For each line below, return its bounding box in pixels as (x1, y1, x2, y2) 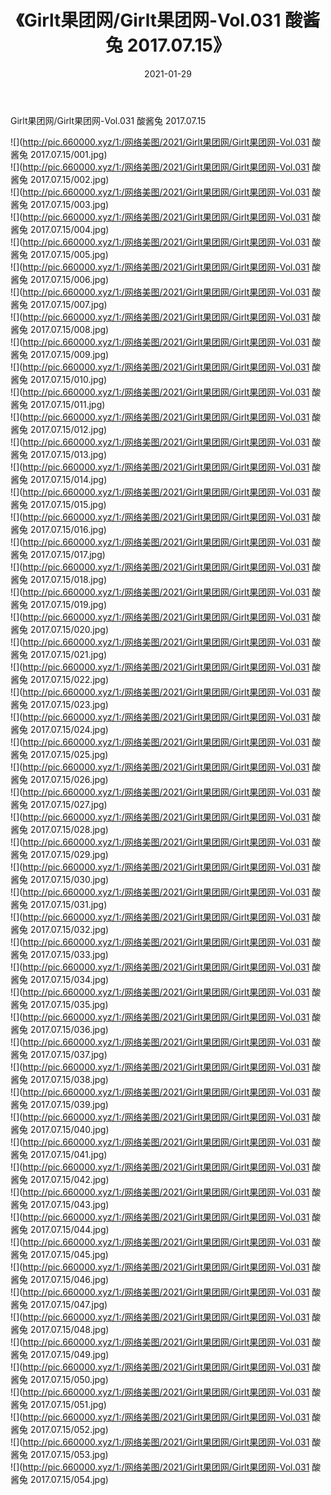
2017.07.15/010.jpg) (29, 373, 108, 385)
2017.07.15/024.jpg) (29, 723, 109, 735)
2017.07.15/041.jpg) (29, 1148, 108, 1160)
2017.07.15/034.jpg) (29, 973, 110, 985)
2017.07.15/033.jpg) (29, 948, 109, 960)
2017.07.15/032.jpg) (29, 923, 110, 935)
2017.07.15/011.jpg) (29, 398, 106, 410)
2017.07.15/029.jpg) (29, 848, 109, 860)
